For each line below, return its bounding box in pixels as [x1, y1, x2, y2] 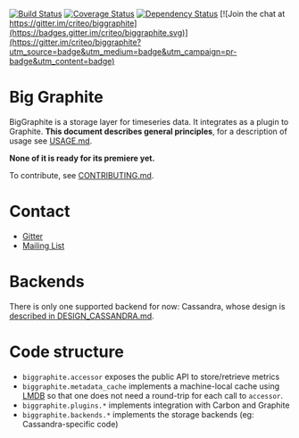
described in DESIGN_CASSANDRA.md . [9, 310, 154, 321]
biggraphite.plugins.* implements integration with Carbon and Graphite [21, 400, 290, 410]
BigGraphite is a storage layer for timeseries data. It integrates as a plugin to [9, 116, 289, 127]
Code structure [9, 342, 125, 361]
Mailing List [21, 240, 65, 251]
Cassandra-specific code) [21, 418, 119, 429]
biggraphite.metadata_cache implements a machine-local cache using [21, 380, 279, 392]
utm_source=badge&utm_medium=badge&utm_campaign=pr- [9, 46, 237, 57]
